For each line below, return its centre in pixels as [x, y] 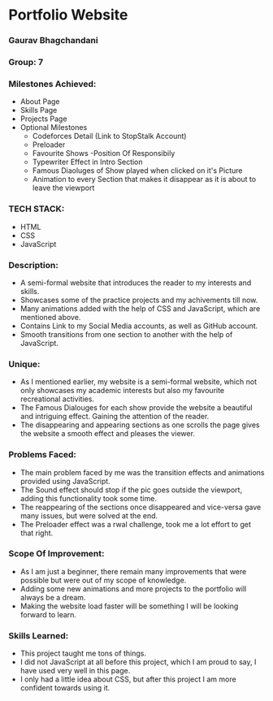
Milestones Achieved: [52, 84]
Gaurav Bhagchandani [54, 41]
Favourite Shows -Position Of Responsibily [104, 154]
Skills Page [39, 110]
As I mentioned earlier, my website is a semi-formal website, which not [139, 382]
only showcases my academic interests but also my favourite [122, 391]
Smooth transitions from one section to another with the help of [126, 334]
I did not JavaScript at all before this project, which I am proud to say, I [138, 662]
